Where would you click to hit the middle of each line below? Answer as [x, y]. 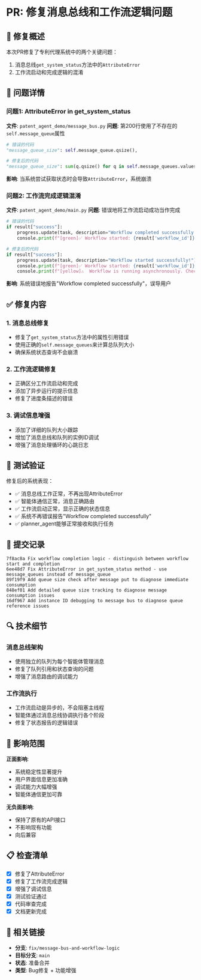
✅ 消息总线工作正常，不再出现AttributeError [68, 494]
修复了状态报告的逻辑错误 [46, 723]
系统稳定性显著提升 [39, 772]
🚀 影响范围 [25, 743]
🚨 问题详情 [25, 93]
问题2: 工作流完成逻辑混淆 [44, 196]
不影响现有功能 [33, 827]
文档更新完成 [31, 912]
